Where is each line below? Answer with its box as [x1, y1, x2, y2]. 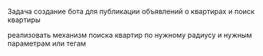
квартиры [7, 15, 41, 24]
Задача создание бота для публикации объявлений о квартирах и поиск [7, 7, 255, 16]
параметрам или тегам [7, 39, 87, 48]
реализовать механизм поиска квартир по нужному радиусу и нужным [7, 31, 253, 39]
